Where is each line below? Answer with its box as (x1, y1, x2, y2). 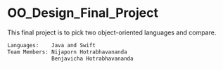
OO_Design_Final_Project (7, 5, 158, 21)
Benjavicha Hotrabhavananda (51, 55, 134, 62)
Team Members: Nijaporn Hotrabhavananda (7, 48, 128, 56)
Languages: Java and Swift (7, 42, 96, 49)
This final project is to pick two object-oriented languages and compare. (7, 28, 217, 37)
